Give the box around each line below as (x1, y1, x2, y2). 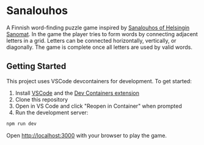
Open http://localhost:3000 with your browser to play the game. (6, 132, 167, 139)
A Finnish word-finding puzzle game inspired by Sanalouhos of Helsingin (6, 24, 190, 31)
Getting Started (6, 61, 67, 72)
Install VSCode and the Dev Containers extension (15, 89, 139, 97)
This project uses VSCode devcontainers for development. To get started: (6, 77, 192, 84)
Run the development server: (15, 108, 89, 116)
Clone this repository (15, 95, 68, 103)
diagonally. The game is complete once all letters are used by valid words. (6, 43, 192, 51)
